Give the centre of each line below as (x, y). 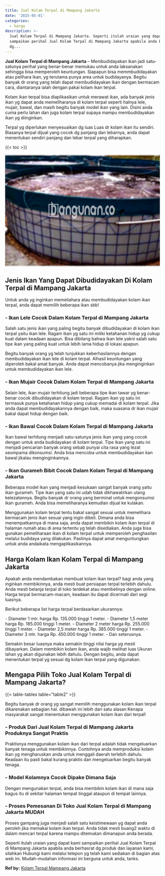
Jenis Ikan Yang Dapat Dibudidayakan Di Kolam (79, 280)
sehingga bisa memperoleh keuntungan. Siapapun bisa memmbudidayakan (81, 72)
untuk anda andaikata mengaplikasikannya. (49, 544)
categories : (17, 21)
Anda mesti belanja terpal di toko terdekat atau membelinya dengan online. (81, 589)
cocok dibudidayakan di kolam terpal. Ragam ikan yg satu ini (79, 398)
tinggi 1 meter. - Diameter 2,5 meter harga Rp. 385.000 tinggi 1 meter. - (77, 629)
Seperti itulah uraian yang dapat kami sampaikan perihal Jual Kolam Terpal (81, 843)
